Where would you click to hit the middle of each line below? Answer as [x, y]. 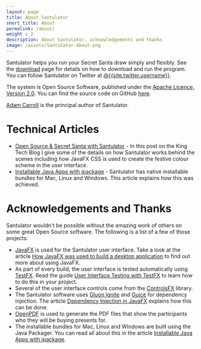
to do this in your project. [46, 282]
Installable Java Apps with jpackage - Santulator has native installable [101, 171]
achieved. [27, 184]
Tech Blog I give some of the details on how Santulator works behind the [105, 152]
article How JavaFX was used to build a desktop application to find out [103, 256]
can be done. [31, 307]
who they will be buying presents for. [61, 320]
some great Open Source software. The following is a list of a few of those [98, 232]
